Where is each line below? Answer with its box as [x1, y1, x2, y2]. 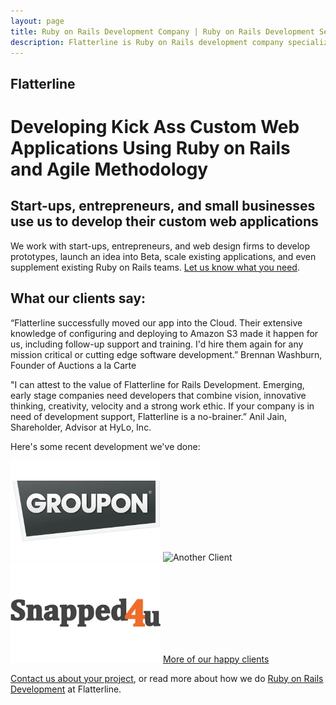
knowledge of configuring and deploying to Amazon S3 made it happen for [10, 327, 319, 339]
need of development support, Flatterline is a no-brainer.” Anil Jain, [10, 410, 288, 422]
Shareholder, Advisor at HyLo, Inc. [10, 421, 152, 433]
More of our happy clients [162, 653, 270, 665]
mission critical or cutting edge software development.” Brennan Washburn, [10, 348, 323, 360]
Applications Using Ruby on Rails [10, 136, 291, 159]
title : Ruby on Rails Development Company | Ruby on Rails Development [10, 26, 315, 37]
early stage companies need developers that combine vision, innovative [10, 389, 307, 401]
